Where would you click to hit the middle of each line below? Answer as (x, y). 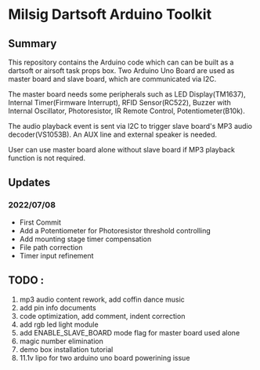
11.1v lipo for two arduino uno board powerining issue (105, 357)
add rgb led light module (59, 324)
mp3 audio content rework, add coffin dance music (102, 299)
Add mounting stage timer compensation (85, 239)
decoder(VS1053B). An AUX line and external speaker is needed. (113, 134)
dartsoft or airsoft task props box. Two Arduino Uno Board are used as (121, 71)
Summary (32, 44)
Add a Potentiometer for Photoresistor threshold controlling (115, 230)
